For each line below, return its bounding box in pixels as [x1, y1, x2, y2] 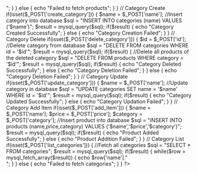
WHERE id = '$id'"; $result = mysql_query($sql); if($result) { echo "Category [6, 92, 192, 99]
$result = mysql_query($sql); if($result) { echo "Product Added [6, 129, 159, 136]
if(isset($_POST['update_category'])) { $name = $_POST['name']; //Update [6, 79, 188, 86]
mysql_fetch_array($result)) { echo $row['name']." [6, 154, 128, 161]
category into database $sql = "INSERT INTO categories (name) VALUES [6, 17, 182, 24]
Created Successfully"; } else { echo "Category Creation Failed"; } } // [6, 29, 175, 36]
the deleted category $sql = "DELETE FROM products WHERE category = [6, 55, 184, 61]
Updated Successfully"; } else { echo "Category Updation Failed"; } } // [6, 98, 178, 105]
